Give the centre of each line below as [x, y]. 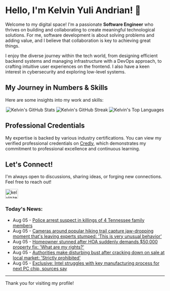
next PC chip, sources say [40, 268]
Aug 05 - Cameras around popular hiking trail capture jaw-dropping [83, 231]
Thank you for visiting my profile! [40, 283]
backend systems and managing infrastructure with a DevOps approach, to [83, 61]
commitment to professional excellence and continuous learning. [73, 148]
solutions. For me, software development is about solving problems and [80, 35]
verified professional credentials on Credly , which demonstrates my [76, 143]
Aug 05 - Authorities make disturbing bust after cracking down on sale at [89, 252]
